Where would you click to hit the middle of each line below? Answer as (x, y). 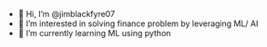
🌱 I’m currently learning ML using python (94, 33)
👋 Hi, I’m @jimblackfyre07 (67, 14)
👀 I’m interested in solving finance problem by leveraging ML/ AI (138, 23)
